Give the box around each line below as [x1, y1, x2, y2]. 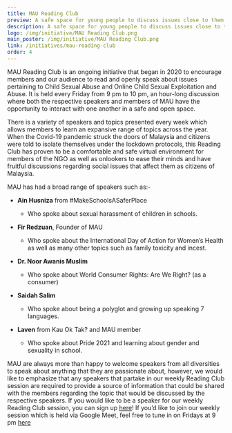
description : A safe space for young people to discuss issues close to [7, 23, 221, 30]
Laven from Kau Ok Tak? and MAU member [17, 325, 142, 333]
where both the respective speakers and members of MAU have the [7, 97, 200, 105]
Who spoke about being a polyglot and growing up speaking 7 [27, 304, 204, 313]
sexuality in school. [27, 346, 83, 354]
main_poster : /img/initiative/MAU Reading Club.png [7, 36, 159, 43]
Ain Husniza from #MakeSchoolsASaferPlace [17, 196, 147, 204]
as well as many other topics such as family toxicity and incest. [27, 243, 207, 252]
